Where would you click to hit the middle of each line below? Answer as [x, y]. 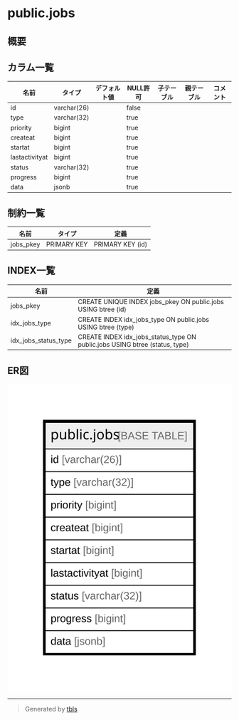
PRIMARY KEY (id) [121, 244]
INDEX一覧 [31, 271]
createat [23, 137]
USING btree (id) [102, 309]
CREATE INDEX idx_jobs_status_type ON [137, 337]
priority [21, 127]
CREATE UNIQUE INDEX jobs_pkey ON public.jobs [151, 302]
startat [20, 147]
